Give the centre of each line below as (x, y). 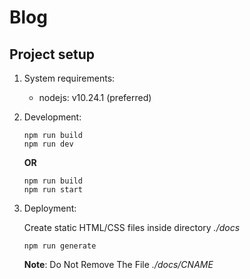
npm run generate (60, 246)
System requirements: (69, 78)
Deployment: (50, 208)
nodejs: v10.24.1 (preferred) (95, 97)
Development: (52, 117)
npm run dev (48, 144)
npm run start (53, 190)
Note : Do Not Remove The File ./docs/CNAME (118, 264)
